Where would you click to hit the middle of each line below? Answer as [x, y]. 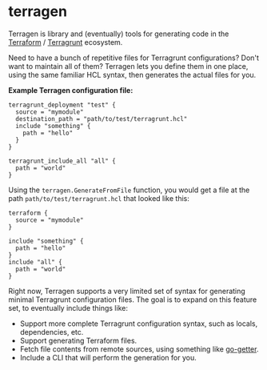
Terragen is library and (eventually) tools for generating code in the [119, 34]
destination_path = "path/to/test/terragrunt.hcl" [102, 119]
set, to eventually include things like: [68, 308]
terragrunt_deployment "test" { [62, 105]
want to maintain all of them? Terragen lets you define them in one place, [128, 66]
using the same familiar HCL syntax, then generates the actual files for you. [132, 74]
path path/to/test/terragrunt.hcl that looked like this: [99, 198]
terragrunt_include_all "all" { [62, 161]
